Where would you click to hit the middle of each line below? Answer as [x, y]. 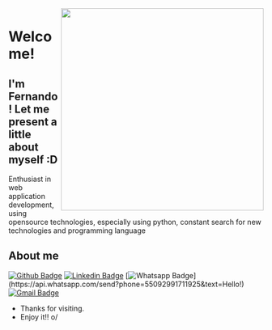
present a [33, 122]
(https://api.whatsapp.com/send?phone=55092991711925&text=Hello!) [126, 284]
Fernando [33, 96]
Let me [32, 109]
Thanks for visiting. [52, 308]
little [20, 134]
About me [34, 256]
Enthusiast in [30, 179]
